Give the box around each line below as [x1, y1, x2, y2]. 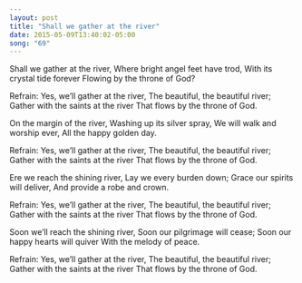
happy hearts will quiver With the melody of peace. [9, 237, 200, 248]
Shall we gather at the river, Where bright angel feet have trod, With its [9, 63, 273, 74]
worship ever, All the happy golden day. [9, 128, 157, 139]
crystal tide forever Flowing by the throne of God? [9, 73, 196, 84]
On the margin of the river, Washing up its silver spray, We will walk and [9, 118, 277, 129]
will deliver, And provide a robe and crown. [9, 182, 170, 193]
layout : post [9, 13, 59, 23]
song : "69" [9, 38, 51, 48]
